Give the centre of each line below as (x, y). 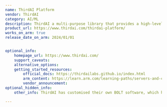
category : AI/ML (22, 19)
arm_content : (37, 79)
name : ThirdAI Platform (30, 10)
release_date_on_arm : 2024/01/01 (40, 38)
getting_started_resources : (43, 69)
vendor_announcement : (45, 83)
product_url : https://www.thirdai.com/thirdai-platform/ (65, 28)
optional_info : (21, 51)
